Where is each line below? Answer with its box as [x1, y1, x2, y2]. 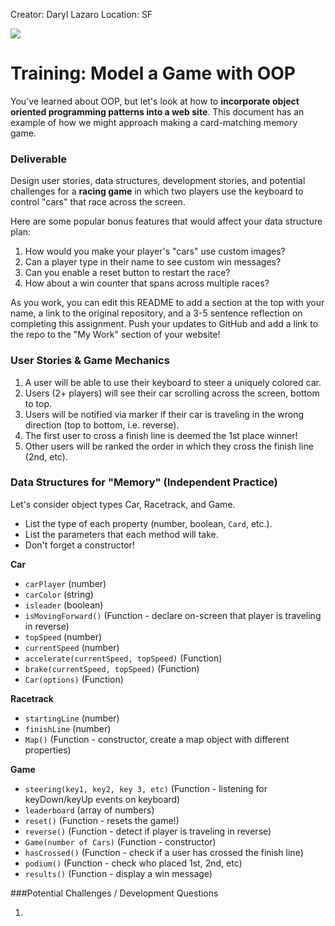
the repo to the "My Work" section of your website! [10, 329, 221, 341]
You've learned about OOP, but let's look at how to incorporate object [10, 95, 300, 107]
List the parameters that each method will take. [24, 528, 219, 540]
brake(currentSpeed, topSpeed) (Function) [24, 662, 200, 674]
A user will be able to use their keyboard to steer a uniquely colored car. [24, 376, 322, 388]
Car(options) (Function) [24, 673, 124, 685]
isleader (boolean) [24, 599, 104, 611]
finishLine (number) [24, 722, 112, 734]
